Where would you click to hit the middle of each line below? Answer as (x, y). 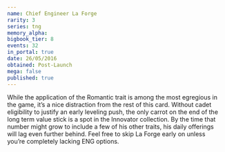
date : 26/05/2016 (32, 59)
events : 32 (23, 46)
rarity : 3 (21, 20)
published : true (30, 78)
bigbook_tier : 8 (30, 39)
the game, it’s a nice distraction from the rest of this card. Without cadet (109, 105)
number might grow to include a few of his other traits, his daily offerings (110, 127)
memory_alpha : (28, 33)
